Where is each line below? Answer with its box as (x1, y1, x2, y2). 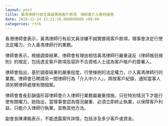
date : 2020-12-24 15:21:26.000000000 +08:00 (5, 16, 99, 21)
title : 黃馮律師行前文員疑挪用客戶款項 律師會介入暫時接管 (5, 12, 114, 17)
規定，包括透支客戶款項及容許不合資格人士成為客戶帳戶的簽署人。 (18, 58, 154, 65)
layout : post (5, 7, 32, 12)
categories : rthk (5, 21, 41, 26)
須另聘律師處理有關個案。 (5, 82, 58, 88)
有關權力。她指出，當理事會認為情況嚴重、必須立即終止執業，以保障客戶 (9, 98, 158, 105)
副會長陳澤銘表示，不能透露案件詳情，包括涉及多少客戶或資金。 (5, 115, 136, 121)
